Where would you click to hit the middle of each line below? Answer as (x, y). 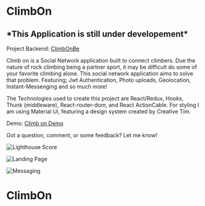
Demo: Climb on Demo (35, 123)
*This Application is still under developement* (97, 34)
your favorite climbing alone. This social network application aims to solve (100, 74)
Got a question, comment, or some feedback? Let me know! (82, 135)
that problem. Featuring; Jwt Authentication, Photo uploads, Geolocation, (99, 80)
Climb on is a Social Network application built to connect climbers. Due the (101, 60)
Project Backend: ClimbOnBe (43, 48)
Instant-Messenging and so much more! (57, 86)
